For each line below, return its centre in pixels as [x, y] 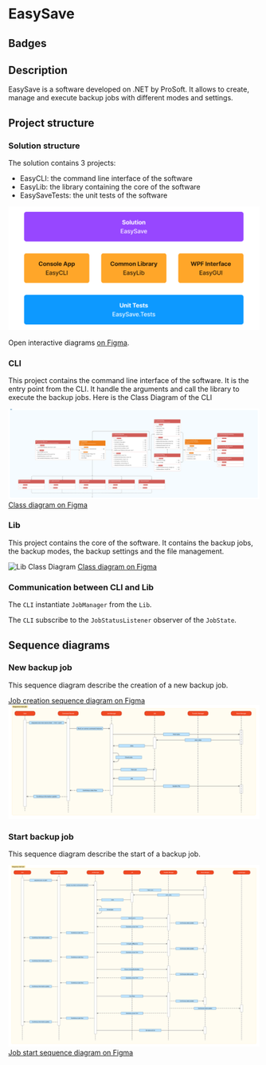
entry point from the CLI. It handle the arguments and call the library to [124, 389]
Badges [27, 43]
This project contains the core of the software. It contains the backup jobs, [131, 542]
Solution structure [44, 146]
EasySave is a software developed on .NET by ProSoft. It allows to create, [129, 89]
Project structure [51, 123]
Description [38, 70]
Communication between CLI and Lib [81, 587]
